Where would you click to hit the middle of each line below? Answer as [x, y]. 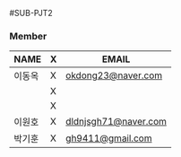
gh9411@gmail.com [109, 138]
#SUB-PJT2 [31, 13]
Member [28, 36]
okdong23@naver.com [114, 75]
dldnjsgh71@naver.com [116, 122]
